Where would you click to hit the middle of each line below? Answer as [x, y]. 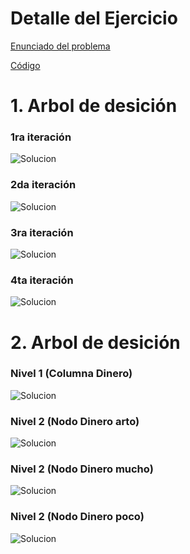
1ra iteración [41, 137]
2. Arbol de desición [95, 342]
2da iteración [43, 185]
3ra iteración [42, 232]
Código [25, 65]
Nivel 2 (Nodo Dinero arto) [75, 421]
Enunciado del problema [60, 46]
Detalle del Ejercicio [94, 18]
